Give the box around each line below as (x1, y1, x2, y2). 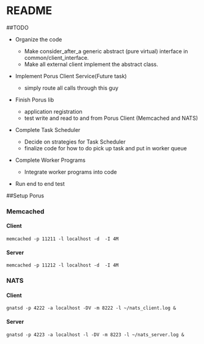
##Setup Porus (6, 192, 45, 199)
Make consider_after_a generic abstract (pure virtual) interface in (24, 47, 188, 55)
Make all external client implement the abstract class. (24, 60, 159, 68)
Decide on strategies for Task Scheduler (24, 138, 126, 145)
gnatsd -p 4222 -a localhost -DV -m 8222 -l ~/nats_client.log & (6, 305, 176, 312)
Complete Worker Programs (15, 156, 86, 164)
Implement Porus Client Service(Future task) (15, 72, 127, 79)
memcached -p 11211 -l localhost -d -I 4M (6, 236, 119, 242)
